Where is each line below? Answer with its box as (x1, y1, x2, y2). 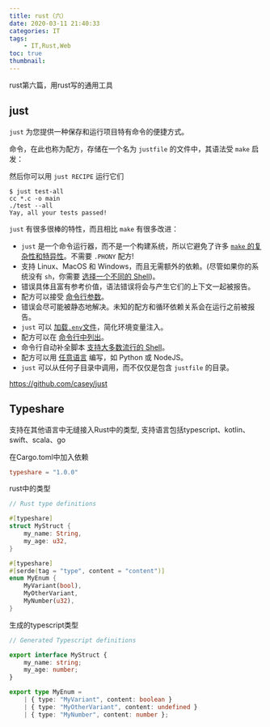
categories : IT (9, 27, 61, 35)
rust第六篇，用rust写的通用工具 (9, 80, 114, 90)
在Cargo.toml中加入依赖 (9, 452, 89, 461)
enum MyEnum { (9, 574, 57, 583)
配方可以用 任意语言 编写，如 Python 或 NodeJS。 (20, 352, 188, 362)
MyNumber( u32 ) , (23, 597, 75, 605)
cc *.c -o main (9, 194, 61, 202)
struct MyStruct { (9, 522, 71, 530)
